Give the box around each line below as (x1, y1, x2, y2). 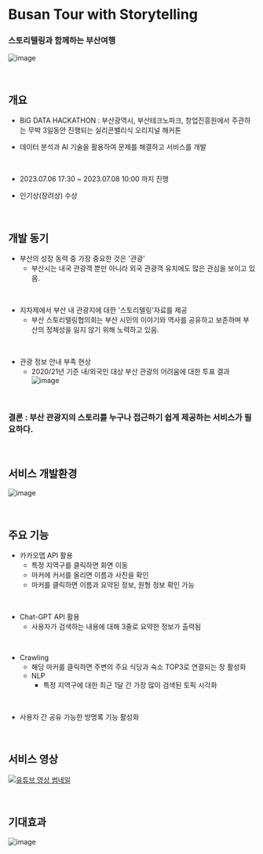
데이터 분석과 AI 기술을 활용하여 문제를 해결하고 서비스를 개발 (19, 142, 206, 152)
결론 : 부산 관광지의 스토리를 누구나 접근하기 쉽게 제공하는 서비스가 (8, 412, 243, 423)
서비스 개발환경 (8, 466, 78, 480)
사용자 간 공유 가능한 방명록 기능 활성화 (19, 712, 140, 722)
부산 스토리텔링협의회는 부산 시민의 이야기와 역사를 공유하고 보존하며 (31, 315, 242, 325)
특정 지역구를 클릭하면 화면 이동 (31, 561, 128, 570)
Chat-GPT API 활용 (19, 612, 80, 622)
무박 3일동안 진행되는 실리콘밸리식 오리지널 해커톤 (27, 126, 182, 135)
